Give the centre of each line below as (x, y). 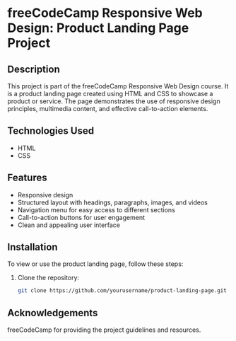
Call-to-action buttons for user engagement (81, 217)
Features (27, 178)
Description (34, 69)
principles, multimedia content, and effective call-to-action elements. (108, 109)
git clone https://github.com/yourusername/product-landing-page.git (122, 291)
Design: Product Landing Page (98, 28)
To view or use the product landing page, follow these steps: (95, 264)
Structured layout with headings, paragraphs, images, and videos (113, 202)
